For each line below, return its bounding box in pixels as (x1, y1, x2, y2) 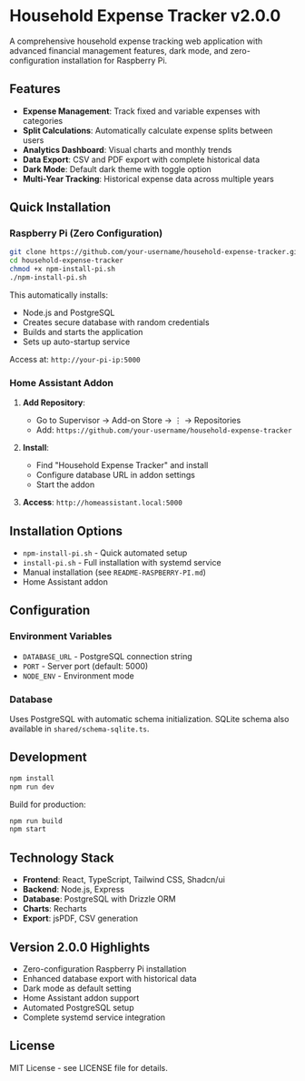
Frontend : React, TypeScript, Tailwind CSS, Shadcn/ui (22, 874, 225, 885)
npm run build (9, 816, 64, 825)
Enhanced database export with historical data (22, 973, 197, 984)
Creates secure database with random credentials (22, 316, 211, 328)
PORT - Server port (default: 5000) (22, 660, 149, 671)
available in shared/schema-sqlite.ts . (9, 723, 150, 734)
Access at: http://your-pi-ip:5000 (9, 353, 141, 364)
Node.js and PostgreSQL (22, 307, 115, 318)
